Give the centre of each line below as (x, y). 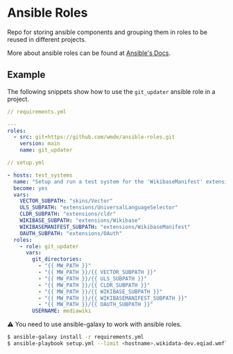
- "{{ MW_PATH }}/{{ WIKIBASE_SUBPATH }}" (100, 291)
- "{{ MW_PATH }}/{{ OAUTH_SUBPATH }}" (96, 305)
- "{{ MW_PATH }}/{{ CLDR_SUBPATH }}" (94, 285)
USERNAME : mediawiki (62, 311)
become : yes (31, 188)
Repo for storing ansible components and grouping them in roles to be (107, 32)
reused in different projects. (47, 39)
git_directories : (57, 259)
